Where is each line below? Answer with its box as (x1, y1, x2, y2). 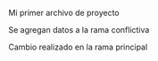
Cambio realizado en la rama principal (8, 42, 148, 52)
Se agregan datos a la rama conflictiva (8, 25, 150, 34)
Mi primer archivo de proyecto (8, 8, 120, 18)
